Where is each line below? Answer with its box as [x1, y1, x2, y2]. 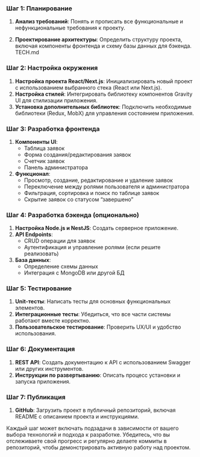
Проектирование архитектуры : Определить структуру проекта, [14, 36, 183, 43]
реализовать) [23, 250, 59, 257]
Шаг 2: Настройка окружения [6, 64, 98, 72]
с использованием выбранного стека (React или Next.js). [14, 84, 162, 91]
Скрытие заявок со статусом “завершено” [23, 196, 134, 203]
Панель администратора [23, 164, 89, 171]
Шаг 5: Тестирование [6, 284, 72, 293]
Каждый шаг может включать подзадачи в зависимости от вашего [6, 424, 179, 432]
